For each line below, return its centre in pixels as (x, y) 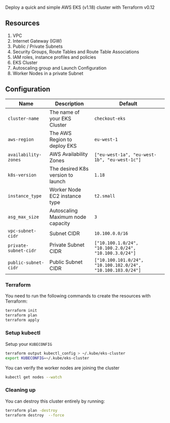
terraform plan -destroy (31, 410)
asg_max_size (24, 217)
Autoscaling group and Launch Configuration (59, 68)
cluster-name (24, 118)
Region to (61, 139)
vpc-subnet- (22, 231)
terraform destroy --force (35, 415)
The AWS (60, 133)
